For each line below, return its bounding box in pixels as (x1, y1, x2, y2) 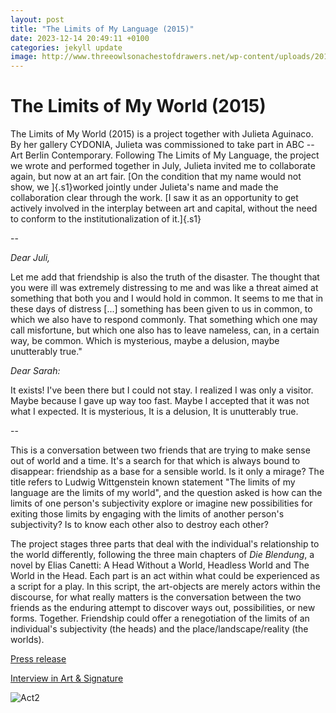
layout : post (10, 14, 65, 25)
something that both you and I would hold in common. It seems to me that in (10, 292, 324, 305)
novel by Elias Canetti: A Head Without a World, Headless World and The (10, 559, 310, 571)
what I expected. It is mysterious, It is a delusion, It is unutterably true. (10, 406, 299, 418)
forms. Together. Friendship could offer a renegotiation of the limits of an (10, 612, 310, 625)
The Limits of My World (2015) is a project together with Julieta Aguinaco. (10, 128, 314, 140)
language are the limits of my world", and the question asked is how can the (10, 487, 323, 499)
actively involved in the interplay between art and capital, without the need (10, 202, 318, 215)
